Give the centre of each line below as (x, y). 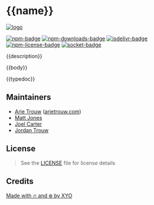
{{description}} (24, 56)
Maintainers (29, 97)
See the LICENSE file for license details (68, 163)
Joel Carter (28, 124)
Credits (20, 181)
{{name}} (30, 11)
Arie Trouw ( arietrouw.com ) (48, 111)
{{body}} (17, 67)
